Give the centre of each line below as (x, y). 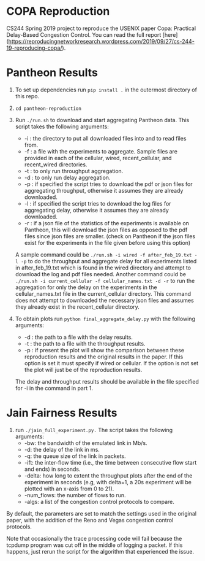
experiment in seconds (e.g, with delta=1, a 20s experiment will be (108, 482)
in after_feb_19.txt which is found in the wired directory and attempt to (103, 268)
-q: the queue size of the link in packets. (75, 456)
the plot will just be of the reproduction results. (83, 369)
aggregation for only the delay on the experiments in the (86, 287)
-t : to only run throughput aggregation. (74, 171)
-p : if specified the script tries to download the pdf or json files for (108, 184)
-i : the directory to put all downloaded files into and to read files (105, 138)
